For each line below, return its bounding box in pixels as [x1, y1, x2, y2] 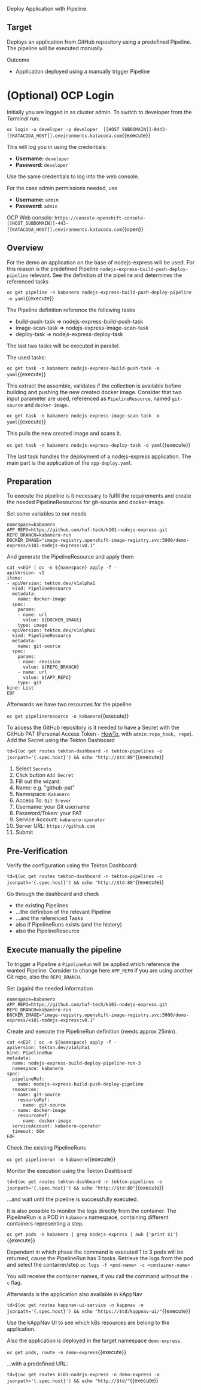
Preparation [7, 476, 52, 486]
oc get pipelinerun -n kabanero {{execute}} [7, 1156, 116, 1163]
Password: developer [15, 161, 69, 168]
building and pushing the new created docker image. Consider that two [7, 388, 182, 395]
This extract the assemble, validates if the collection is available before [7, 382, 182, 389]
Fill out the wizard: [15, 778, 62, 785]
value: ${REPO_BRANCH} [22, 664, 80, 670]
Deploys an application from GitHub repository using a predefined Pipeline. [7, 38, 192, 45]
